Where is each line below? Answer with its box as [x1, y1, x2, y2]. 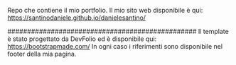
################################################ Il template [7, 28, 229, 35]
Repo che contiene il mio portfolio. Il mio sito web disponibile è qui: [7, 6, 203, 14]
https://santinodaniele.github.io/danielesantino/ [7, 13, 146, 22]
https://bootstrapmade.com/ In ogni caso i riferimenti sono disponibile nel [7, 42, 222, 50]
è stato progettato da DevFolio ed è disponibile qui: [7, 35, 157, 43]
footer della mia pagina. [7, 49, 77, 58]
